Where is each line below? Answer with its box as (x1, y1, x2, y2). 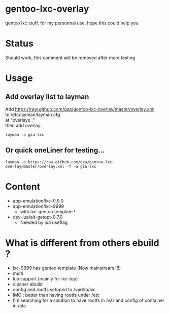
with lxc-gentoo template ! (20, 208, 75, 214)
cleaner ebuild (12, 281, 43, 287)
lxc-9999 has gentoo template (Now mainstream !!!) (12, 265, 121, 271)
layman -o (5, 159, 26, 164)
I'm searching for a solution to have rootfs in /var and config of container (12, 297, 165, 303)
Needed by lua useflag (20, 219, 68, 225)
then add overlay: (5, 122, 42, 128)
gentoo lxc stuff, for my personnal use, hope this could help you (5, 20, 139, 26)
